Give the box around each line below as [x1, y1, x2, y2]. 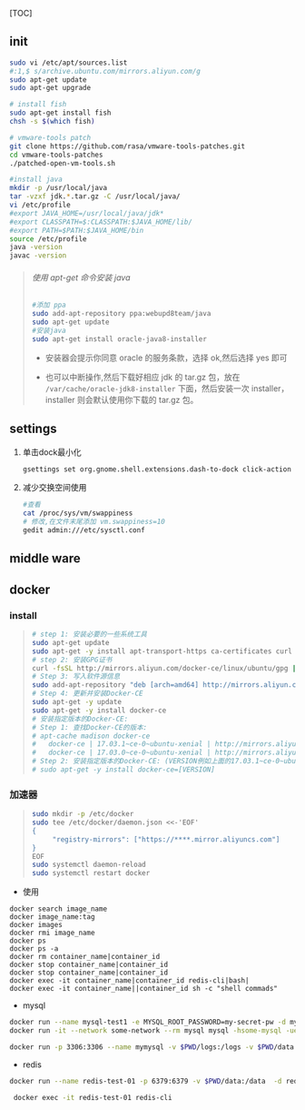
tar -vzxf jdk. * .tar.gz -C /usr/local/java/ [9, 192, 181, 201]
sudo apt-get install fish [9, 108, 112, 117]
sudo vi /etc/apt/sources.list [9, 58, 128, 67]
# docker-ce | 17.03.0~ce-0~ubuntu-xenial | [31, 748, 212, 758]
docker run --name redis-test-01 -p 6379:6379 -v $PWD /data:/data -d [9, 1076, 282, 1085]
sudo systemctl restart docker [31, 869, 151, 878]
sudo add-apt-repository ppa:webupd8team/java [31, 309, 212, 318]
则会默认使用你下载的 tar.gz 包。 [76, 394, 199, 405]
